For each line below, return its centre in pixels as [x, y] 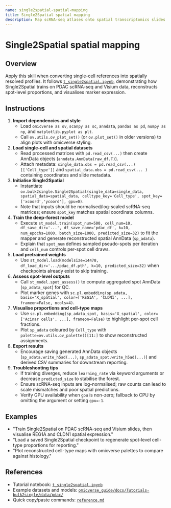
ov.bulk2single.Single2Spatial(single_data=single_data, [82, 192]
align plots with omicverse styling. [56, 142]
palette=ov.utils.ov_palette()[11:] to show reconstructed [83, 335]
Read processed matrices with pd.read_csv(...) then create [84, 153]
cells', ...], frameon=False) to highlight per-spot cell [100, 319]
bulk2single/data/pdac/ [38, 495]
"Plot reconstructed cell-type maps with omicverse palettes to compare [88, 450]
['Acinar [30, 319]
